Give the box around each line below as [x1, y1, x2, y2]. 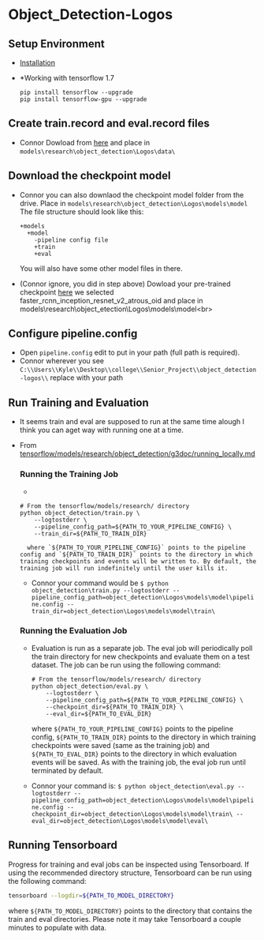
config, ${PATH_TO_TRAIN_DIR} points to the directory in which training [31, 732, 256, 742]
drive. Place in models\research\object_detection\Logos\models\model [19, 198, 248, 208]
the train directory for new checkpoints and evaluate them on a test [31, 652, 251, 661]
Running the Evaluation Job [19, 626, 128, 637]
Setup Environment [8, 37, 105, 51]
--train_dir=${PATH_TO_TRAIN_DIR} [34, 529, 147, 538]
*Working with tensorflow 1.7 [19, 73, 115, 82]
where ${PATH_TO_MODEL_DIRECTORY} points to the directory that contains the [8, 906, 252, 916]
